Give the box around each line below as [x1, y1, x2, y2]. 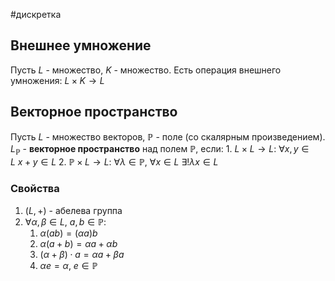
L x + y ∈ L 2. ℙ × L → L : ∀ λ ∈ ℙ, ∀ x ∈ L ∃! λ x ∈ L [10, 156, 219, 168]
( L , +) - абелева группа [24, 204, 123, 216]
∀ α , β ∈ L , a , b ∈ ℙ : [24, 215, 107, 228]
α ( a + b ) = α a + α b [39, 237, 118, 249]
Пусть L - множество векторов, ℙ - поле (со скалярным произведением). [10, 130, 326, 143]
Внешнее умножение [10, 37, 152, 54]
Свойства [10, 182, 60, 196]
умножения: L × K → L [10, 74, 105, 86]
